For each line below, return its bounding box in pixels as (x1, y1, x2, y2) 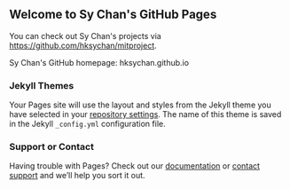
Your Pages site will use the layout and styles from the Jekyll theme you (9, 99, 272, 110)
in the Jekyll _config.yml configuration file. (9, 119, 166, 130)
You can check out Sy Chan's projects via (9, 30, 161, 41)
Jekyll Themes (9, 79, 74, 91)
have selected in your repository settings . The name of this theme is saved (9, 109, 282, 120)
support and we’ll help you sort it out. (9, 170, 145, 181)
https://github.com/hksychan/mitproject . (9, 40, 157, 51)
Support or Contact (9, 141, 95, 154)
